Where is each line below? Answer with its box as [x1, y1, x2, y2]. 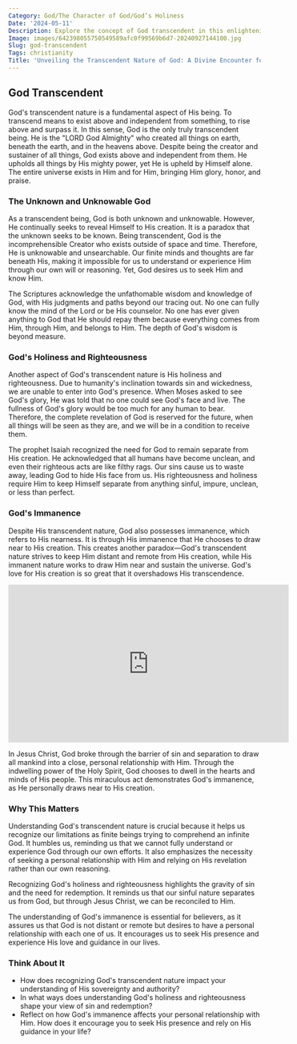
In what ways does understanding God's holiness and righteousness [19, 993, 246, 1002]
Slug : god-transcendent [8, 42, 88, 50]
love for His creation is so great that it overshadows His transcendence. [8, 569, 244, 578]
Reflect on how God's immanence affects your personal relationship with [19, 1010, 260, 1019]
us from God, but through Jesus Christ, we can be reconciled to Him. [8, 896, 236, 906]
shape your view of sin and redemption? [19, 1002, 153, 1011]
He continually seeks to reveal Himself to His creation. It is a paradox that [8, 222, 250, 232]
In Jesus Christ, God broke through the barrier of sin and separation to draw [8, 749, 259, 759]
